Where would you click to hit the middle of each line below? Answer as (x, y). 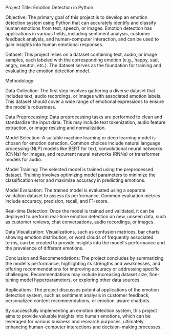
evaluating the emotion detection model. (48, 71)
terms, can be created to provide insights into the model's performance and (85, 243)
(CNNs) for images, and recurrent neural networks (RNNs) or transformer (82, 154)
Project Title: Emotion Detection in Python (49, 7)
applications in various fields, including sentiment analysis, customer (78, 34)
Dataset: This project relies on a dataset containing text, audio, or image (81, 54)
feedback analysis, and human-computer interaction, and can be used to (82, 39)
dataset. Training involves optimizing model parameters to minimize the (81, 175)
